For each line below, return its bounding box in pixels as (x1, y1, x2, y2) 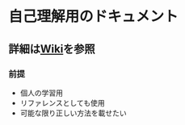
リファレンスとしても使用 (19, 98, 105, 107)
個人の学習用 (19, 88, 63, 98)
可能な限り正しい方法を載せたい (19, 108, 127, 118)
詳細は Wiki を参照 (8, 42, 95, 56)
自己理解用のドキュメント (8, 7, 179, 26)
